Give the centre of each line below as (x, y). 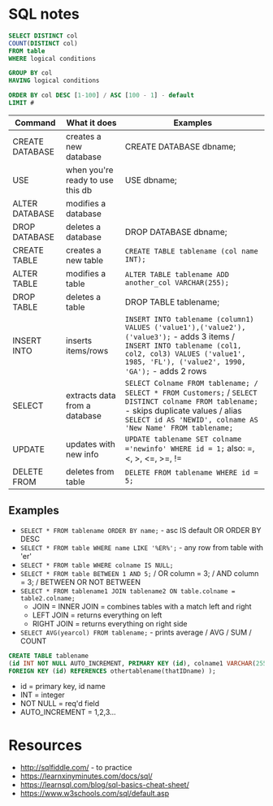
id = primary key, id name (63, 687)
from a (78, 405)
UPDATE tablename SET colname (183, 439)
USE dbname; (151, 180)
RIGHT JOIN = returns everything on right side (110, 623)
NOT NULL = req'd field (60, 704)
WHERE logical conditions (52, 58)
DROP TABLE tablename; (172, 301)
